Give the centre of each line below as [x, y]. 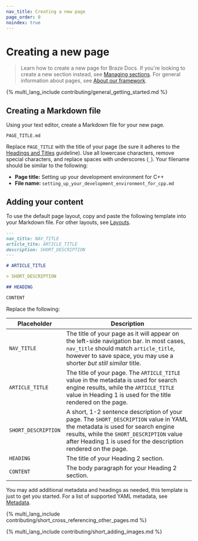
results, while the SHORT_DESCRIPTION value [124, 434]
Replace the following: [33, 309]
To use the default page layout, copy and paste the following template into [96, 216]
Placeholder [35, 324]
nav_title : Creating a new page [46, 12]
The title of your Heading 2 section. [115, 458]
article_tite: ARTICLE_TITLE [42, 244]
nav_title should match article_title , [121, 348]
